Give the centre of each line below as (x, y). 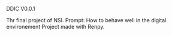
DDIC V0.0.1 (21, 9)
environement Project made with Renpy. (55, 27)
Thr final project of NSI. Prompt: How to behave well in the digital (86, 20)
